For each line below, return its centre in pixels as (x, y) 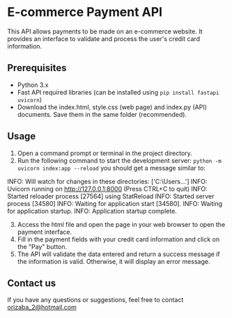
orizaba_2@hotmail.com (42, 308)
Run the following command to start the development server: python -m (119, 160)
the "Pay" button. (42, 246)
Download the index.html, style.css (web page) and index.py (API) (112, 107)
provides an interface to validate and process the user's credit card (104, 38)
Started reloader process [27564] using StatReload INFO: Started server (111, 196)
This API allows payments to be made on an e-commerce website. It (105, 31)
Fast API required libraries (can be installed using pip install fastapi (118, 92)
